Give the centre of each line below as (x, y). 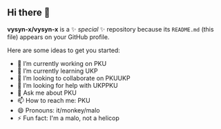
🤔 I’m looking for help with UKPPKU (68, 85)
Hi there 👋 (29, 13)
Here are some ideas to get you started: (64, 50)
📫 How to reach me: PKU (54, 100)
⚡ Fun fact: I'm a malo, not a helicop (68, 118)
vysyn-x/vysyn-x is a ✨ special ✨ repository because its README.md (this (110, 29)
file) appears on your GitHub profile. (58, 37)
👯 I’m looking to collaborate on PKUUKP (74, 78)
